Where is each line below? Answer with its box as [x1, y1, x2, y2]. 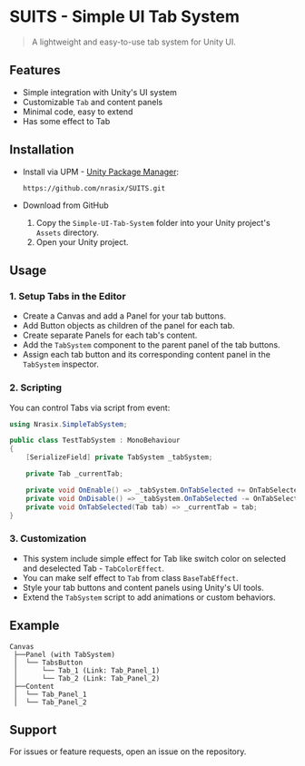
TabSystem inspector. [22, 358, 100, 369]
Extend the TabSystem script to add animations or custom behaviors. [22, 592, 276, 603]
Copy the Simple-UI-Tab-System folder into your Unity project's [35, 217, 271, 228]
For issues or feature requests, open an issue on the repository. [9, 746, 247, 757]
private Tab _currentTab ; [25, 469, 124, 478]
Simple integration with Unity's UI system [22, 86, 177, 97]
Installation [9, 142, 74, 158]
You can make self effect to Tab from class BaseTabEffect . [22, 572, 239, 583]
